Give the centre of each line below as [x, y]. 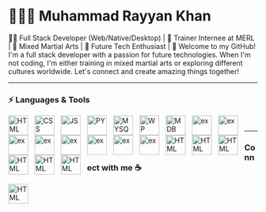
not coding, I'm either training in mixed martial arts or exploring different [125, 63]
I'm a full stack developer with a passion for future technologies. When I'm [129, 54]
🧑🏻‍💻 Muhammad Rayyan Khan [110, 16]
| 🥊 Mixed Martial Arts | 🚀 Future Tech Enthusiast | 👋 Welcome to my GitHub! [132, 46]
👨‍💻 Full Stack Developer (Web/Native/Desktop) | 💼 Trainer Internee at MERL [131, 38]
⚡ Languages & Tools [49, 99]
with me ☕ [122, 168]
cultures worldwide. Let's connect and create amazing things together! [124, 71]
